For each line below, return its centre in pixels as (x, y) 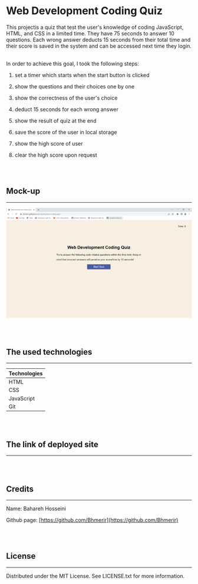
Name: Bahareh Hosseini (36, 509)
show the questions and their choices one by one (74, 86)
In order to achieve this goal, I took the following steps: (73, 64)
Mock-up (23, 191)
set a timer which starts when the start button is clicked (82, 75)
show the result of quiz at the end (55, 121)
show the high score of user (49, 143)
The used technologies (49, 352)
